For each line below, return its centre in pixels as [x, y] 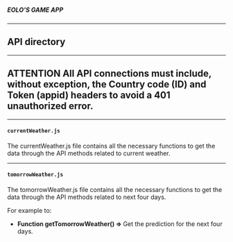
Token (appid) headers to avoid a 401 [89, 95]
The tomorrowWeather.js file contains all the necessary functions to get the [115, 190]
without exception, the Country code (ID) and [107, 84]
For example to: [29, 210]
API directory [36, 42]
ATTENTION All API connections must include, [109, 74]
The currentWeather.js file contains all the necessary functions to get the [111, 146]
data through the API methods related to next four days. [87, 197]
